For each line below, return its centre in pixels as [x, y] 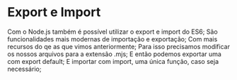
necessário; [24, 69]
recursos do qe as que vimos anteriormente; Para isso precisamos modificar [118, 46]
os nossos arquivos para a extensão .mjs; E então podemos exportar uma [114, 54]
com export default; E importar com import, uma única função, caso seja [113, 61]
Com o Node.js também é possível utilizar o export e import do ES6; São [112, 32]
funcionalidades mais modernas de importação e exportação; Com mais [112, 39]
